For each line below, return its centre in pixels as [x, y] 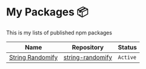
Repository [88, 47]
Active [128, 57]
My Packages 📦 [47, 12]
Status [128, 47]
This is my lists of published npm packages [59, 32]
